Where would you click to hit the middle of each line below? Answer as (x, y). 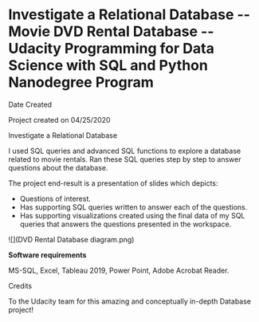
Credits (20, 285)
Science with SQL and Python (108, 66)
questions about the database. (59, 167)
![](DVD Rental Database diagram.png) (71, 239)
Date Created (30, 104)
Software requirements (47, 255)
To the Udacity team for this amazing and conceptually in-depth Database (130, 301)
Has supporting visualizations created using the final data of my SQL (132, 215)
